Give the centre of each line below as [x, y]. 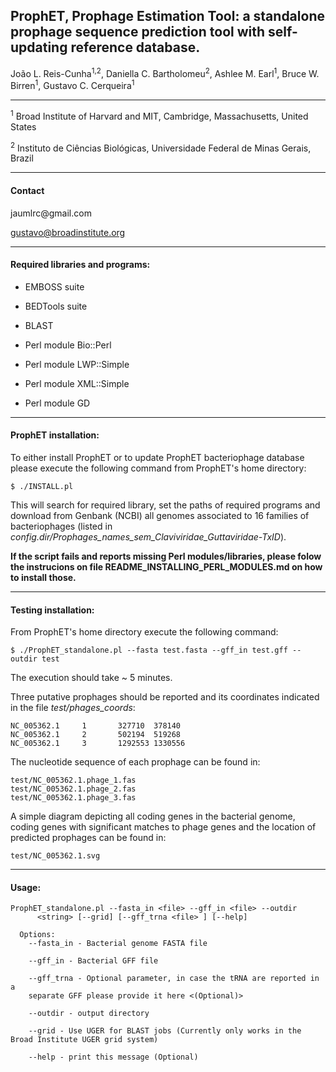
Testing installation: [52, 610]
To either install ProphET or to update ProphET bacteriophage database [157, 458]
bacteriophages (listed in [61, 526]
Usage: [26, 887]
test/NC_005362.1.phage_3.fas [73, 798]
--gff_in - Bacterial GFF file [93, 961]
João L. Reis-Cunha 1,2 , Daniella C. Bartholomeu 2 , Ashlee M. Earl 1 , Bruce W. [165, 72]
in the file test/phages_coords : [73, 708]
